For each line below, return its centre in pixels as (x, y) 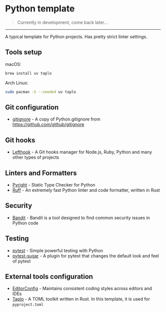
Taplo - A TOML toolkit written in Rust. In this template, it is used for (81, 299)
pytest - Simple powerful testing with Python (58, 250)
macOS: (13, 64)
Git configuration (32, 107)
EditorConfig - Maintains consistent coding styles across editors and (82, 289)
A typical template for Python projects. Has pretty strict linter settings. (76, 36)
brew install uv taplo (28, 73)
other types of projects (36, 157)
